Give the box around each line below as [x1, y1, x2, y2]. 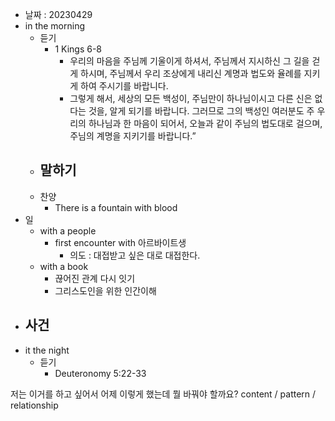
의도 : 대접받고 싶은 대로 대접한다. [69, 249, 201, 261]
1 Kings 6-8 [54, 43, 103, 55]
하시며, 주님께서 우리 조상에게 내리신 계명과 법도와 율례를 [80, 68, 302, 79]
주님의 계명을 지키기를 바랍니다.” [69, 130, 197, 142]
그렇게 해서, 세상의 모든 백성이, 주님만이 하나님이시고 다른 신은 [69, 93, 313, 104]
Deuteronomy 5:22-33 [54, 367, 147, 379]
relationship [10, 399, 59, 411]
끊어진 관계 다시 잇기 [54, 272, 136, 284]
